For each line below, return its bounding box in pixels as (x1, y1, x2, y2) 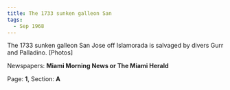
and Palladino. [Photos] (7, 48, 73, 57)
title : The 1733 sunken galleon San (7, 10, 112, 17)
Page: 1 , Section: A (7, 75, 60, 83)
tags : (7, 16, 23, 23)
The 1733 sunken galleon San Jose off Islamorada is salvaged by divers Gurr (7, 42, 224, 50)
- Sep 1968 (13, 22, 45, 29)
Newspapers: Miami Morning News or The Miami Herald (7, 62, 170, 70)
